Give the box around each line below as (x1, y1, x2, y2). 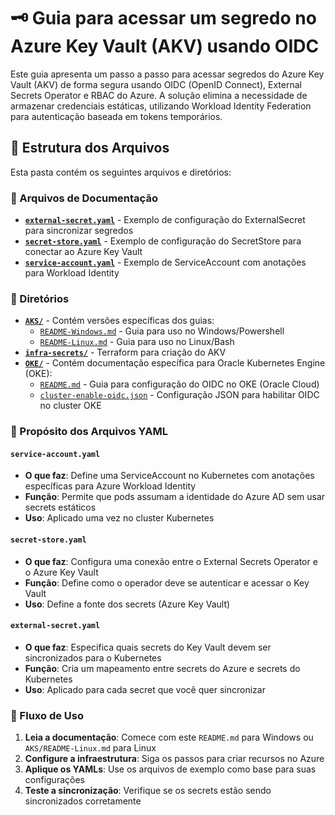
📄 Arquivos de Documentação (10, 191, 158, 205)
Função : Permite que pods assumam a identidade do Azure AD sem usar (24, 491, 326, 503)
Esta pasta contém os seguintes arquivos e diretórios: (10, 166, 232, 178)
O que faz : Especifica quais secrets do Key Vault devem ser (24, 641, 272, 653)
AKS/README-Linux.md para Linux (24, 742, 157, 754)
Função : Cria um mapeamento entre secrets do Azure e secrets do (24, 662, 301, 674)
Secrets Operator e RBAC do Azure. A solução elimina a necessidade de (10, 89, 308, 101)
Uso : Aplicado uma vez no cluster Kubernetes (24, 512, 215, 524)
